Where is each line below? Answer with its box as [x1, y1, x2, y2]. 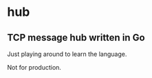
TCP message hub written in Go [7, 32, 146, 43]
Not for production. [7, 64, 62, 71]
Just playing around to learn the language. [7, 50, 127, 58]
